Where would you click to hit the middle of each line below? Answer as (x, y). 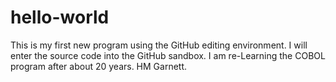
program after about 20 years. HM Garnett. (99, 66)
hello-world (60, 17)
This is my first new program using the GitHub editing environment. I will (159, 45)
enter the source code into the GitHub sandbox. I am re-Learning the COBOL (168, 55)
